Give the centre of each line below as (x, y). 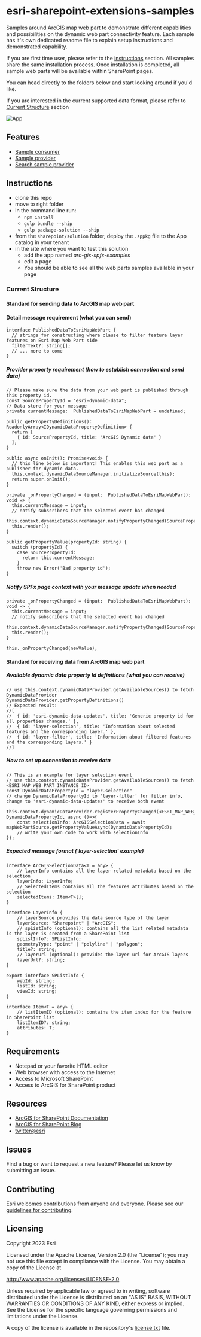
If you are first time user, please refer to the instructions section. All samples (100, 58)
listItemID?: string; (44, 1022)
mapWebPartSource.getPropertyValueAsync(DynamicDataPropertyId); (89, 827)
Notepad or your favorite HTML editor (61, 1066)
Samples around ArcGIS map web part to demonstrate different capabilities (99, 28)
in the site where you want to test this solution (71, 248)
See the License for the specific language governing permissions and (92, 1309)
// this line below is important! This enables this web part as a (98, 464)
